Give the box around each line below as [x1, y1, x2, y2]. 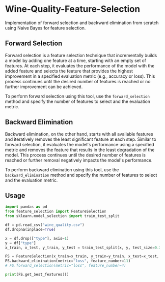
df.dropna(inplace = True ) [5, 227, 56, 232]
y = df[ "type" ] [5, 240, 36, 246]
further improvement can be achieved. [5, 84, 83, 90]
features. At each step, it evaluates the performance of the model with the [5, 63, 155, 68]
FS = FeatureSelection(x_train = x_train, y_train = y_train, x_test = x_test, [5, 254, 160, 259]
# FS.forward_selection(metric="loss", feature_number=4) [5, 263, 126, 268]
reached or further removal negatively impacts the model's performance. [5, 157, 153, 163]
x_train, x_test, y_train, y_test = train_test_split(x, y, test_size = [5, 245, 155, 250]
